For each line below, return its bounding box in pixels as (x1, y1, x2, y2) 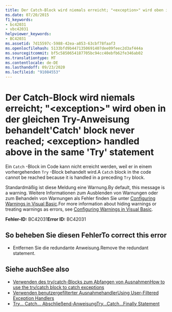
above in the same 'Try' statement (5, 146, 154, 158)
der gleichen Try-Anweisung (5, 114, 130, 125)
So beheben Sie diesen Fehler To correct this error (5, 231, 167, 240)
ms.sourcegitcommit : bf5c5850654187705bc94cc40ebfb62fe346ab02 (5, 50, 143, 56)
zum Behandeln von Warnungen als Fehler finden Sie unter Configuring (5, 195, 156, 201)
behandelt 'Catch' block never (5, 124, 135, 136)
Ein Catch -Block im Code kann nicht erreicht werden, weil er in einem (5, 163, 152, 170)
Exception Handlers (12, 295, 55, 301)
